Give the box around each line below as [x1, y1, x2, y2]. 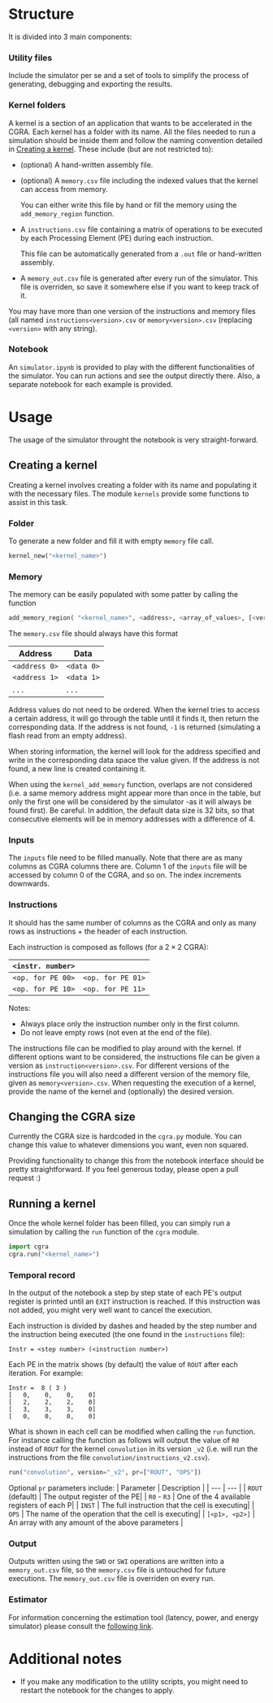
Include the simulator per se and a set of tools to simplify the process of [8, 71, 249, 81]
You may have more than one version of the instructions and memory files [8, 306, 256, 316]
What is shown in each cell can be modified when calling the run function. [8, 1426, 256, 1436]
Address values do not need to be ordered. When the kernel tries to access [8, 704, 260, 714]
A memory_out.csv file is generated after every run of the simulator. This [19, 273, 258, 283]
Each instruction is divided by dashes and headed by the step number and [8, 1321, 258, 1331]
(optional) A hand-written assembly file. [19, 159, 154, 169]
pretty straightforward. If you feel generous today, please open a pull [8, 1165, 239, 1174]
